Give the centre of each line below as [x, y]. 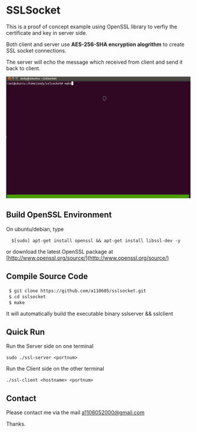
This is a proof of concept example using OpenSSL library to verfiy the [92, 27]
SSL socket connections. [36, 50]
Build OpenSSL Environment [59, 215]
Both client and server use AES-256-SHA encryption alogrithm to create [95, 44]
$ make [17, 302]
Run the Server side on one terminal [50, 346]
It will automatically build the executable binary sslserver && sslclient [90, 313]
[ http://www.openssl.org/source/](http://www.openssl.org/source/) [88, 258]
